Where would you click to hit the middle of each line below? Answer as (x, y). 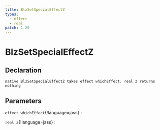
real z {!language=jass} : (30, 122)
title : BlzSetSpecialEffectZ (35, 10)
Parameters (23, 101)
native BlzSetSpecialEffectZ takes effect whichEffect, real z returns (80, 81)
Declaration (23, 70)
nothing (13, 86)
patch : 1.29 (17, 28)
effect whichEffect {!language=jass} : (44, 112)
